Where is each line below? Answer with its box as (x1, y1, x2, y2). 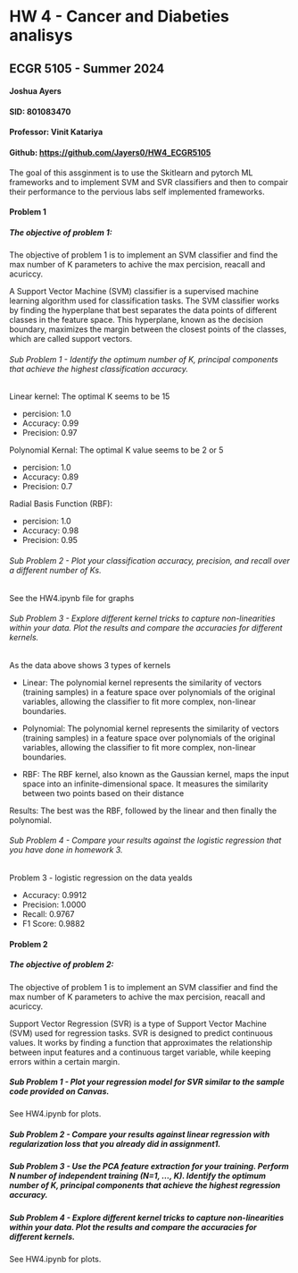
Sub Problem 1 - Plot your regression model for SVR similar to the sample (9, 1076, 286, 1088)
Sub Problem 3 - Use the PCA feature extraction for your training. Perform (9, 1161, 290, 1172)
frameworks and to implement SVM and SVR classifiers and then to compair (9, 176, 288, 187)
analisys (9, 25, 73, 46)
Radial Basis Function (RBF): (9, 498, 113, 509)
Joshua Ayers (9, 86, 62, 97)
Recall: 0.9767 (21, 908, 75, 919)
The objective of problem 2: (9, 959, 114, 970)
